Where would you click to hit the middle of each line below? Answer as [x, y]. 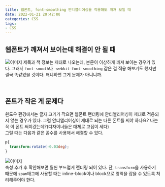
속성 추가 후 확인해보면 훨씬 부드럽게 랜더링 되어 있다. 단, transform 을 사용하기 [81, 167]
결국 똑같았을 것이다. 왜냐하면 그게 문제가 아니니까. [54, 74]
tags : [11, 23]
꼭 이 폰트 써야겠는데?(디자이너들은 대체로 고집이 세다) [57, 126]
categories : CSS [22, 19]
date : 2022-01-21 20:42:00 [33, 14]
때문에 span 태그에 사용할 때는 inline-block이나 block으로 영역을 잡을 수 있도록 [80, 174]
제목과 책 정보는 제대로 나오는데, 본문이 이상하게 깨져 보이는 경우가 [87, 62]
